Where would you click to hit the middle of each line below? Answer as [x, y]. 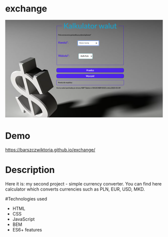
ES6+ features [27, 229]
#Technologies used [26, 198]
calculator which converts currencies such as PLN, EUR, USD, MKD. [75, 189]
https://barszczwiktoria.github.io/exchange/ [50, 149]
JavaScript [23, 219]
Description [30, 170]
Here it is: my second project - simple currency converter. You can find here [83, 183]
